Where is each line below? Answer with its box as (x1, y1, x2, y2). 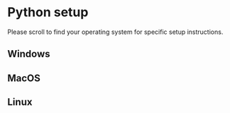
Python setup (7, 4, 89, 20)
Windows (7, 48, 50, 60)
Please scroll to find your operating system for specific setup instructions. (7, 28, 224, 36)
